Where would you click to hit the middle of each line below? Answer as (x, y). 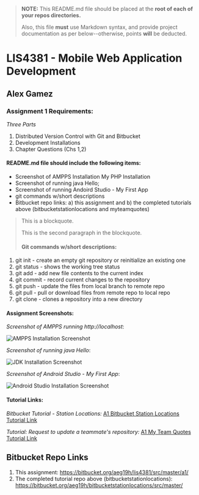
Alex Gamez (30, 94)
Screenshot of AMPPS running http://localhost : (65, 327)
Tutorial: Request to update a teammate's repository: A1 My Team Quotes (99, 432)
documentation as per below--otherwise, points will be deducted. (104, 34)
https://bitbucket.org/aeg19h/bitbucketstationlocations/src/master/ (99, 485)
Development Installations (48, 142)
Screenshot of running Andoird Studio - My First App (81, 190)
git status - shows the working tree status (67, 267)
